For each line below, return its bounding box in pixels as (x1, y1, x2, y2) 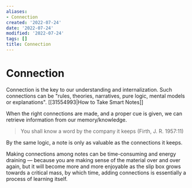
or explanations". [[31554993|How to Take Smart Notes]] (6, 98, 144, 106)
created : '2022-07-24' (6, 19, 62, 25)
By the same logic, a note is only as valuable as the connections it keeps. (6, 139, 183, 146)
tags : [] (6, 36, 28, 42)
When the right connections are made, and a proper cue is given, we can (6, 110, 183, 117)
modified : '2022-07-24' (6, 31, 65, 36)
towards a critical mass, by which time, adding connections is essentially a (6, 169, 187, 176)
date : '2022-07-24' (6, 25, 54, 31)
